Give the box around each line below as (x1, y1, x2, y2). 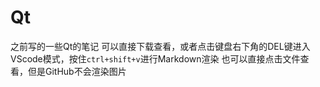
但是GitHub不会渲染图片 (27, 65, 127, 77)
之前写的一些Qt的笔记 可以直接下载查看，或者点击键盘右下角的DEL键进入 (10, 40, 311, 52)
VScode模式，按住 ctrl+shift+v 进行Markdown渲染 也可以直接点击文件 (10, 52, 301, 65)
